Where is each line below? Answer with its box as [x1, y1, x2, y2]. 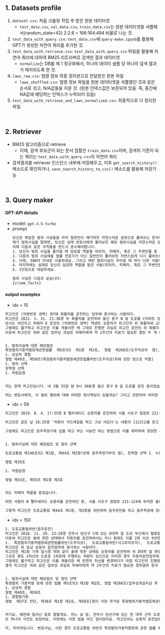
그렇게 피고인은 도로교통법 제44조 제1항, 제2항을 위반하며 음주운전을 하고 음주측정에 [5, 508, 154, 513]
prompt [12, 226, 27, 232]
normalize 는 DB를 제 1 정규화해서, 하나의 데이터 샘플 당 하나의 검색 [19, 60, 148, 66]
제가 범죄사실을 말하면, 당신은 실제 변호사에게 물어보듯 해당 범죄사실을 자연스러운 [12, 240, 156, 245]
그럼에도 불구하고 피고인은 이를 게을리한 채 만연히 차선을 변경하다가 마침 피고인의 [5, 558, 148, 564]
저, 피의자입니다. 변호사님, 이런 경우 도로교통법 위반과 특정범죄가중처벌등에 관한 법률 [5, 626, 156, 631]
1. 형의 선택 [5, 361, 28, 366]
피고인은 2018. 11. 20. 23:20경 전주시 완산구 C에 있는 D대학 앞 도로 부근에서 [5, 531, 149, 536]
